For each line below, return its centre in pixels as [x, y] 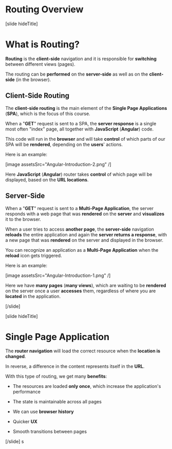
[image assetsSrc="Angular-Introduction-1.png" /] [58, 275]
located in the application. [33, 296]
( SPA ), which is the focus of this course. [48, 114]
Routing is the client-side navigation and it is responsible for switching [81, 59]
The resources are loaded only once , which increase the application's [87, 386]
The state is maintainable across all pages [57, 402]
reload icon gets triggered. [34, 255]
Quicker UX [25, 422]
